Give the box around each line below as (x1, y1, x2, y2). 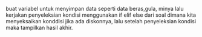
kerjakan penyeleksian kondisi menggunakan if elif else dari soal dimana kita (5, 11, 197, 18)
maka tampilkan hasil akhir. (5, 24, 73, 31)
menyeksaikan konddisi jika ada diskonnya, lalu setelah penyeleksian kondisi (5, 18, 197, 24)
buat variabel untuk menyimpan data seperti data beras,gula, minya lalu (5, 5, 184, 12)
